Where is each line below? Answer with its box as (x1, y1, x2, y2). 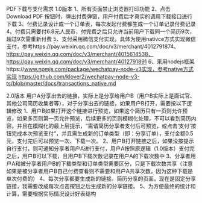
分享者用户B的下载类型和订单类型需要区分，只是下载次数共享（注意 (25, 160, 193, 167)
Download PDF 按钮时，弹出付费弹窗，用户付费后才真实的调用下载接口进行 (6, 13, 193, 20)
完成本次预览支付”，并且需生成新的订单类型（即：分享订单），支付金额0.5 (11, 130, 194, 137)
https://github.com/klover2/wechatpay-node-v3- (17, 73, 140, 80)
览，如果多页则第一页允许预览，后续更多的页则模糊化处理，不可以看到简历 (6, 115, 191, 122)
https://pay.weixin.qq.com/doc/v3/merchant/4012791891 (6, 58, 147, 65)
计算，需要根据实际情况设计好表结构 (6, 190, 96, 197)
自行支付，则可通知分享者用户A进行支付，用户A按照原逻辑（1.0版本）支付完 (6, 145, 195, 152)
